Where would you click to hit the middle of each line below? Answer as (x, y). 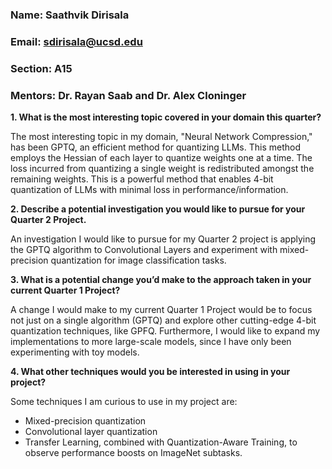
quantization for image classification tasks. (138, 260)
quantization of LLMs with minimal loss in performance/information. (149, 190)
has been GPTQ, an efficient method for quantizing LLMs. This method (155, 147)
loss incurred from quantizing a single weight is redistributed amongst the (162, 169)
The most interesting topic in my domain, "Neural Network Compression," (161, 137)
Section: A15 (41, 68)
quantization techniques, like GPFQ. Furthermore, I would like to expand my (165, 331)
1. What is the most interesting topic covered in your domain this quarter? (166, 117)
